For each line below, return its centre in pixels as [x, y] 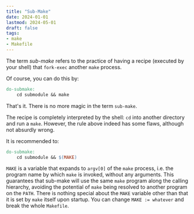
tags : [13, 33]
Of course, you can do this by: [42, 78]
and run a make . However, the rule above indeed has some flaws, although [95, 123]
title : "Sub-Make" [28, 11]
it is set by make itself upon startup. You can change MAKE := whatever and [95, 199]
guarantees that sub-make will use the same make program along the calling [97, 181]
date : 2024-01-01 [27, 17]
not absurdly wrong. [30, 130]
